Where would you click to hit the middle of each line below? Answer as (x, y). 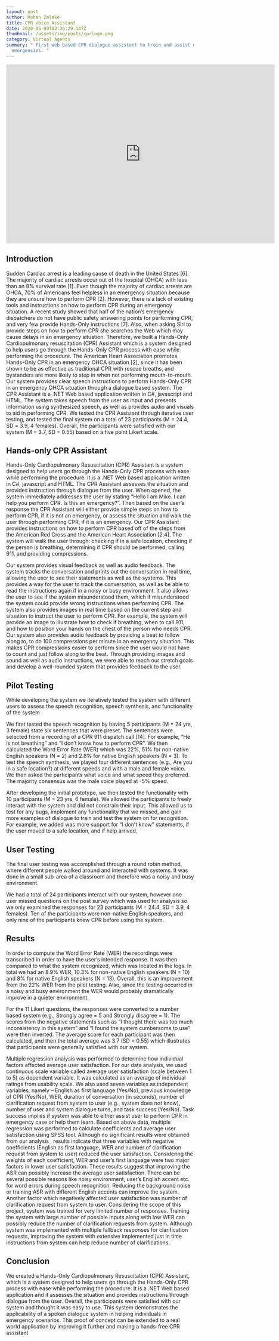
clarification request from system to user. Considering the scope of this (94, 1204)
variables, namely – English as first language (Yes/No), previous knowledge (99, 1090)
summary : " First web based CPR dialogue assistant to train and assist (98, 45)
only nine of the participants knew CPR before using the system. (85, 920)
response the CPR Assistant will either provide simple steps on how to (92, 509)
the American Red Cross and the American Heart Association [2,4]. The (94, 535)
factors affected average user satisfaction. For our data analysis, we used (97, 1065)
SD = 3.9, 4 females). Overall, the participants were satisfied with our (91, 426)
